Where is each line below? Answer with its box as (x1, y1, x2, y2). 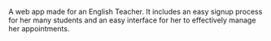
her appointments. (8, 24, 70, 33)
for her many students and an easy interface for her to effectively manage (8, 15, 256, 25)
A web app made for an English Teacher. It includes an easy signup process (8, 7, 263, 16)
